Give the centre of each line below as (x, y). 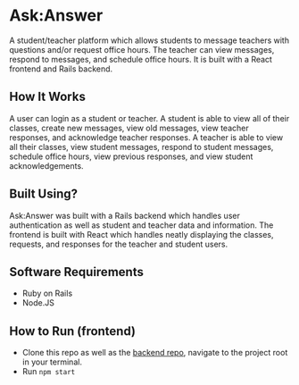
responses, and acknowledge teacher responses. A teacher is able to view (146, 137)
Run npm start (49, 372)
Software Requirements (77, 272)
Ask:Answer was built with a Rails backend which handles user (125, 215)
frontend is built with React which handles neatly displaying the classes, (141, 234)
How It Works (48, 97)
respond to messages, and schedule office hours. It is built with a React (141, 59)
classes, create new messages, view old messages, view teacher (129, 128)
